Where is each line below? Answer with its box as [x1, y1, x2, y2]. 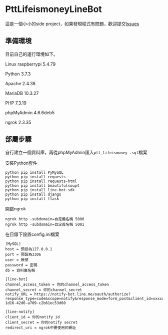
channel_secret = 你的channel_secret [5, 287, 82, 292]
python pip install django [5, 192, 61, 197]
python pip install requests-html [5, 179, 77, 184]
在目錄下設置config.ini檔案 [5, 231, 59, 237]
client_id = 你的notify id [5, 314, 60, 319]
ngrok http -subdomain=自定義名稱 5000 [5, 216, 84, 221]
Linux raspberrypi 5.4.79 [5, 61, 56, 67]
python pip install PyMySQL [5, 170, 64, 175]
